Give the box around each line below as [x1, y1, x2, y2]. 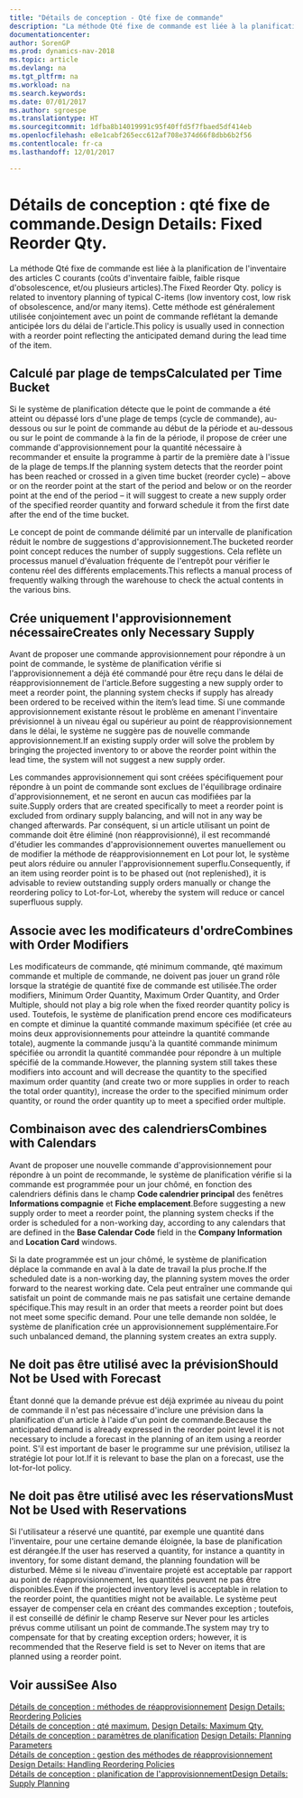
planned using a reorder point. [9, 1651, 122, 1662]
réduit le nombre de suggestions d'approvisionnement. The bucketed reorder [9, 537, 294, 548]
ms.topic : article [9, 55, 78, 64]
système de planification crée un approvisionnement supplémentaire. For [9, 1321, 279, 1332]
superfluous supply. [9, 896, 84, 908]
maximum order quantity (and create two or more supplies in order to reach [9, 1076, 290, 1087]
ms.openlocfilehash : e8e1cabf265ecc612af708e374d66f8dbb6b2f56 [9, 131, 252, 140]
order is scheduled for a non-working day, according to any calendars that [9, 1217, 286, 1228]
